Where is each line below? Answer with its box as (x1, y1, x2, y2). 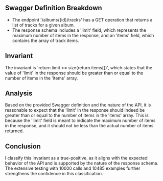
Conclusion (5, 142, 41, 150)
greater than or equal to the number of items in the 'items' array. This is (5, 112, 149, 119)
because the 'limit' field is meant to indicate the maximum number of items (5, 118, 156, 123)
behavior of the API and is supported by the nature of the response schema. (5, 161, 159, 166)
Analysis (5, 89, 33, 98)
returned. (5, 128, 24, 134)
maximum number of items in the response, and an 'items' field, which (12, 32, 154, 38)
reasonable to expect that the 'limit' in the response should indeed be (5, 107, 145, 113)
